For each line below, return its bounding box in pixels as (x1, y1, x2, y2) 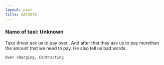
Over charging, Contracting (5, 54, 64, 60)
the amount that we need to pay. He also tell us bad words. (5, 45, 127, 51)
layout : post (5, 7, 33, 12)
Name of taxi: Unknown (5, 28, 64, 35)
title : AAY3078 (5, 12, 37, 17)
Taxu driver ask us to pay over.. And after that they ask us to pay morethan (5, 39, 159, 45)
